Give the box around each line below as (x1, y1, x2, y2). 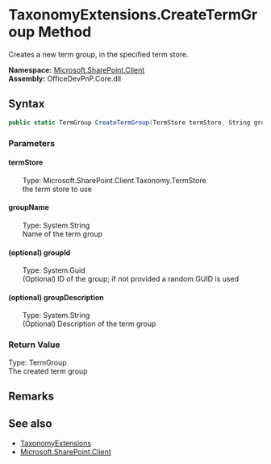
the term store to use (23, 184, 93, 194)
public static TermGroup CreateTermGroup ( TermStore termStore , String (8, 119, 251, 127)
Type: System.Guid (23, 265, 85, 275)
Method (37, 23, 92, 41)
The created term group (8, 366, 88, 376)
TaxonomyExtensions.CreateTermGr (8, 6, 258, 24)
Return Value (8, 339, 60, 350)
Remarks (8, 390, 55, 403)
